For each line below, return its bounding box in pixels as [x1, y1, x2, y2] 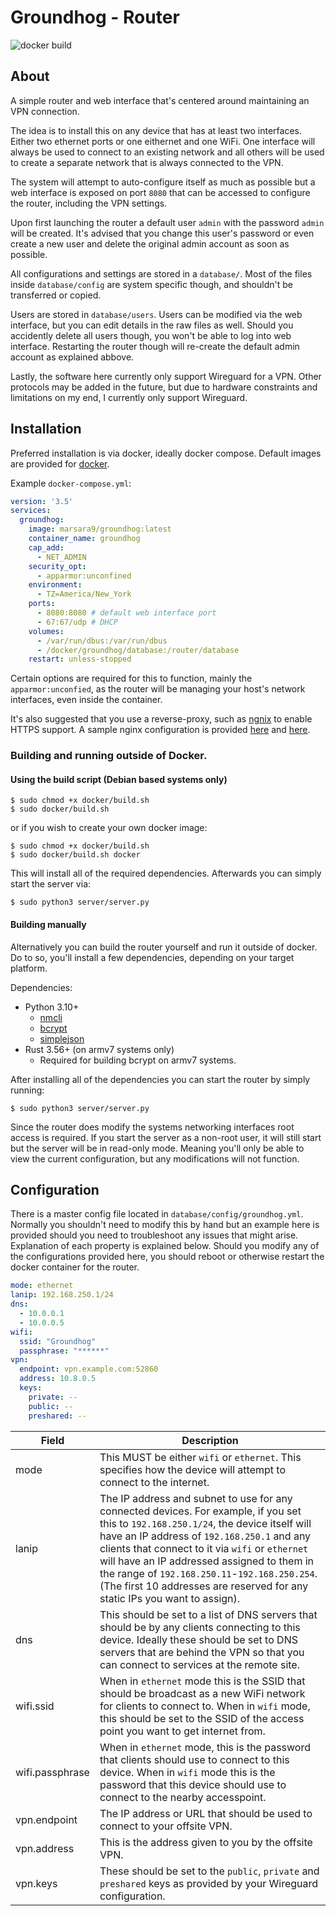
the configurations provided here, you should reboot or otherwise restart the [10, 1251, 325, 1263]
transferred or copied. [10, 289, 102, 301]
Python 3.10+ [24, 1001, 80, 1013]
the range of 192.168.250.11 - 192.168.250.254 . [99, 1566, 318, 1580]
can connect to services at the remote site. [99, 1657, 300, 1671]
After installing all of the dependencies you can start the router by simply [10, 1073, 311, 1085]
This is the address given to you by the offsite [99, 1835, 313, 1849]
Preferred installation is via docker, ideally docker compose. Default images [10, 447, 322, 459]
